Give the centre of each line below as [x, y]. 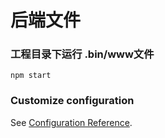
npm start [31, 76]
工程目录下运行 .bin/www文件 [82, 54]
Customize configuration [72, 101]
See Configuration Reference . [71, 122]
